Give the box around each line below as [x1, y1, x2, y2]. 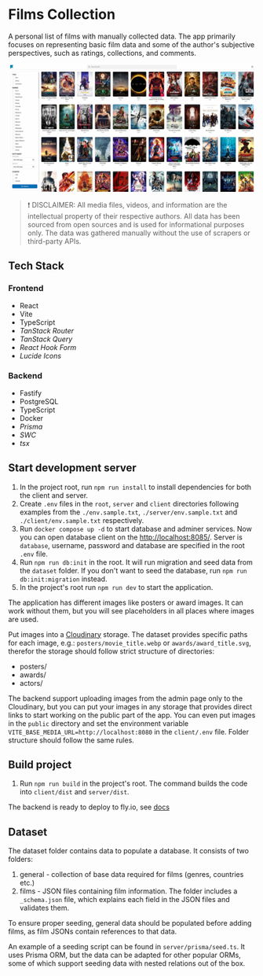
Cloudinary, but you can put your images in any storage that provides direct [8, 702, 253, 711]
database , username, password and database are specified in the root [19, 540, 245, 550]
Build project [8, 758, 72, 772]
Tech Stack [8, 260, 64, 273]
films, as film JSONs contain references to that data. [8, 926, 177, 937]
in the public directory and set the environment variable [8, 718, 189, 728]
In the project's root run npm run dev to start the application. [19, 582, 214, 591]
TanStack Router [19, 326, 75, 335]
